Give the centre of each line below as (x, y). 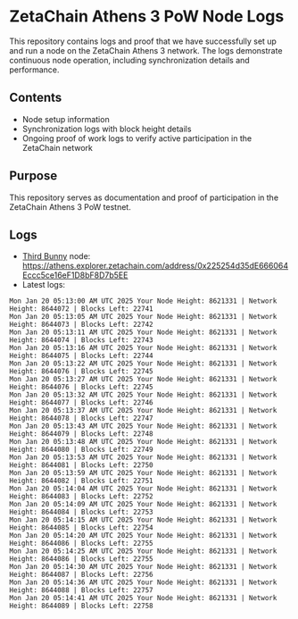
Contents (36, 98)
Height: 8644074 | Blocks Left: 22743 (81, 340)
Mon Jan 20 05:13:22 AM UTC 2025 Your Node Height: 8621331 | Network (143, 364)
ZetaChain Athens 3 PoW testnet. (70, 206)
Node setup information (66, 119)
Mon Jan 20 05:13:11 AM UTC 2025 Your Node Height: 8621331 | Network (143, 332)
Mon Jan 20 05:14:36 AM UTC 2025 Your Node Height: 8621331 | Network (143, 582)
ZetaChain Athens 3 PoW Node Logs (147, 17)
